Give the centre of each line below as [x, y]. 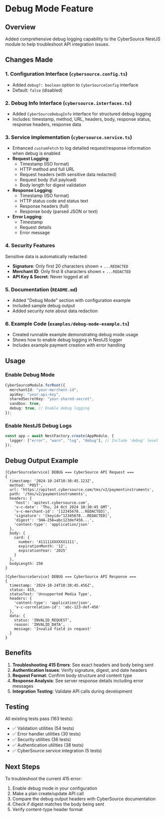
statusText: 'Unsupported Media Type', [51, 594]
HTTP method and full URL [47, 169]
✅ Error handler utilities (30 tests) [46, 734]
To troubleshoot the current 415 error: [44, 779]
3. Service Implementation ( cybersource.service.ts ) [69, 137]
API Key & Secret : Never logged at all [51, 276]
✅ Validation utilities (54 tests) [43, 728]
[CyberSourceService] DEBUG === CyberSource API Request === [70, 472]
